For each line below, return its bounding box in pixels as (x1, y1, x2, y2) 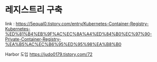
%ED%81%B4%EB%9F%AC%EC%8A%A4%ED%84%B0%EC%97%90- (5, 31, 153, 37)
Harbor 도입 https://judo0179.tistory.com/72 (5, 51, 93, 57)
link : (5, 20, 15, 27)
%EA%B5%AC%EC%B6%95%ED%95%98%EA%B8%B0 (5, 41, 122, 47)
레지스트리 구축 (5, 4, 63, 15)
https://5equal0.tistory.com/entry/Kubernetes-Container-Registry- (15, 20, 149, 27)
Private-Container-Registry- (5, 36, 61, 42)
